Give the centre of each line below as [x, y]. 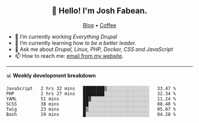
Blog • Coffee [99, 25]
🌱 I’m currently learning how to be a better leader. [75, 43]
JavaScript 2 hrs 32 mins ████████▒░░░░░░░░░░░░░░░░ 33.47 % [91, 88]
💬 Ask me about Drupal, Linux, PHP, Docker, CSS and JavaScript [94, 49]
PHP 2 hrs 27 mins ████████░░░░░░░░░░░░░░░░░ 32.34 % [91, 93]
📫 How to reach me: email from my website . [69, 56]
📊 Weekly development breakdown [51, 75]
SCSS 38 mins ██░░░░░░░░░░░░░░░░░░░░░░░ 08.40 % [91, 104]
